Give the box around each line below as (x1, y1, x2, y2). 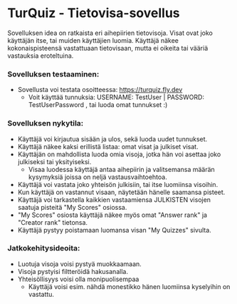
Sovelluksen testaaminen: (7, 69, 100, 79)
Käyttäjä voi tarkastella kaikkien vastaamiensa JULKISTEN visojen (17, 195, 211, 204)
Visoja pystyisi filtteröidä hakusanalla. (17, 267, 128, 275)
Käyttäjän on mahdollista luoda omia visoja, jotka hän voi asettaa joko (17, 150, 221, 158)
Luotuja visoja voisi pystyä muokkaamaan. (17, 259, 142, 268)
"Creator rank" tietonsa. (17, 218, 88, 226)
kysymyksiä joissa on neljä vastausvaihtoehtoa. (28, 173, 167, 181)
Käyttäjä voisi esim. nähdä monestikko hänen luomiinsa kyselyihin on (28, 282, 231, 290)
